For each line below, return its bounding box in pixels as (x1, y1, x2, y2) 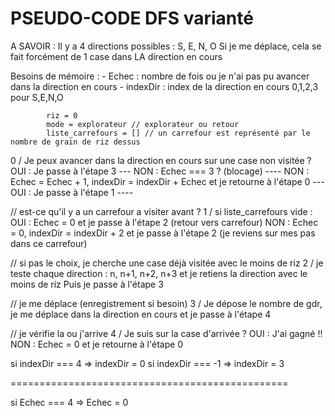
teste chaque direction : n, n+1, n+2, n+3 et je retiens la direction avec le (10, 267, 308, 279)
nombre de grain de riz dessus (10, 137, 141, 147)
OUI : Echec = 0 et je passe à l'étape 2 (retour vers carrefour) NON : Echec (10, 216, 319, 228)
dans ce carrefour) (10, 237, 88, 249)
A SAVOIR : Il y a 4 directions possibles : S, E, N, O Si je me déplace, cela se (10, 40, 322, 52)
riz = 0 (46, 110, 78, 121)
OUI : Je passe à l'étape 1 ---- (10, 186, 134, 198)
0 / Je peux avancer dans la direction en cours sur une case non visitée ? (10, 154, 312, 166)
